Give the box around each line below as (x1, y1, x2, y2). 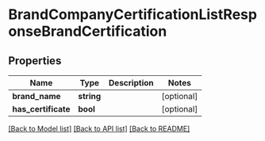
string (78, 91, 102, 101)
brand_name (12, 91, 61, 101)
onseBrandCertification (8, 22, 167, 40)
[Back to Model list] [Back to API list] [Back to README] (8, 124, 190, 133)
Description (108, 78, 154, 88)
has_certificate (12, 104, 71, 114)
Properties (8, 54, 62, 67)
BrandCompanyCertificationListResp (8, 6, 258, 24)
